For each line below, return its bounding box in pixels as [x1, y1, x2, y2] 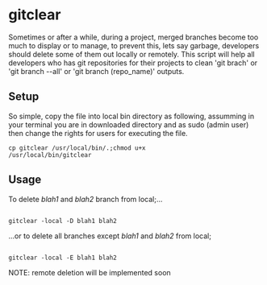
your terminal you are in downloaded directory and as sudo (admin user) [8, 119, 249, 130]
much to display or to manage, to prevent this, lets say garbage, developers [8, 40, 260, 50]
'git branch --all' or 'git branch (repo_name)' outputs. [8, 66, 185, 76]
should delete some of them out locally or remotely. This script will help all [8, 49, 256, 59]
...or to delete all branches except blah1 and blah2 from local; [8, 231, 212, 241]
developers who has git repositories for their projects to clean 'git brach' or [8, 58, 258, 68]
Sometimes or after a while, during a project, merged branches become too [8, 32, 259, 42]
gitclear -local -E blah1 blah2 [8, 254, 117, 262]
